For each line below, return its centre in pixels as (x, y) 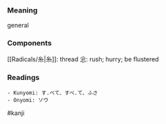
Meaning (22, 10)
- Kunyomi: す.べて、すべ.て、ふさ (53, 93)
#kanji (16, 113)
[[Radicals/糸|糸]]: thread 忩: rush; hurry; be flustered (83, 59)
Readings (24, 77)
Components (29, 43)
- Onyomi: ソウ (28, 100)
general (18, 25)
